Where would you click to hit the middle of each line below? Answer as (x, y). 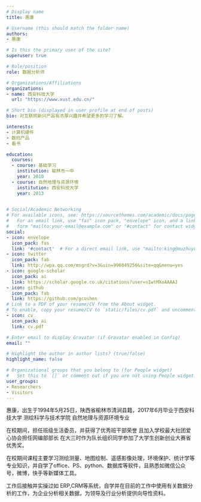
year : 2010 (31, 177)
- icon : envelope (28, 237)
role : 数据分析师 (25, 72)
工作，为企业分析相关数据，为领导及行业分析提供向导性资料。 (92, 493)
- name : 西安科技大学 (31, 94)
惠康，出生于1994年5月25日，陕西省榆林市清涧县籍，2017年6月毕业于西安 (98, 410)
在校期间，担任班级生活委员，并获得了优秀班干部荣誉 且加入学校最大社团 (96, 430)
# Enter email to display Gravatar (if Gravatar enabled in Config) (93, 337)
